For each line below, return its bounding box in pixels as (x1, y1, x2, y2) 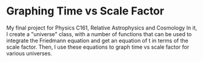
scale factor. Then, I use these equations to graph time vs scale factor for (6, 43, 190, 51)
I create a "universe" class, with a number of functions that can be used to (6, 30, 192, 37)
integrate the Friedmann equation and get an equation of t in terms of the (6, 37, 189, 44)
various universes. (6, 49, 53, 57)
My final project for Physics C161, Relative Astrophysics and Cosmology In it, (6, 24, 198, 31)
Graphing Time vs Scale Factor (6, 4, 165, 18)
